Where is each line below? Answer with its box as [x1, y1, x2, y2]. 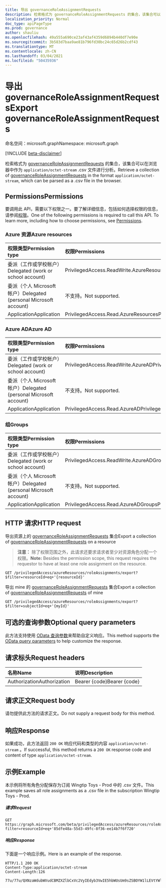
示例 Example [5, 768, 45, 776]
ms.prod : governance [5, 26, 48, 31]
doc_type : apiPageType [5, 21, 52, 26]
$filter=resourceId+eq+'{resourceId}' [5, 574, 85, 580]
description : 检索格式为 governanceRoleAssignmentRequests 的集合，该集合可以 [5, 12, 161, 17]
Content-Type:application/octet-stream [5, 865, 87, 870]
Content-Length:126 [5, 869, 45, 874]
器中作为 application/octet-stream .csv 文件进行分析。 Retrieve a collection [5, 167, 160, 173]
